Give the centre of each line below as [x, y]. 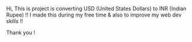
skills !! [15, 21]
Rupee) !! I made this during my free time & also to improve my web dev [94, 15]
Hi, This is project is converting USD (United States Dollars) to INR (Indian [96, 9]
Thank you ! [21, 33]
